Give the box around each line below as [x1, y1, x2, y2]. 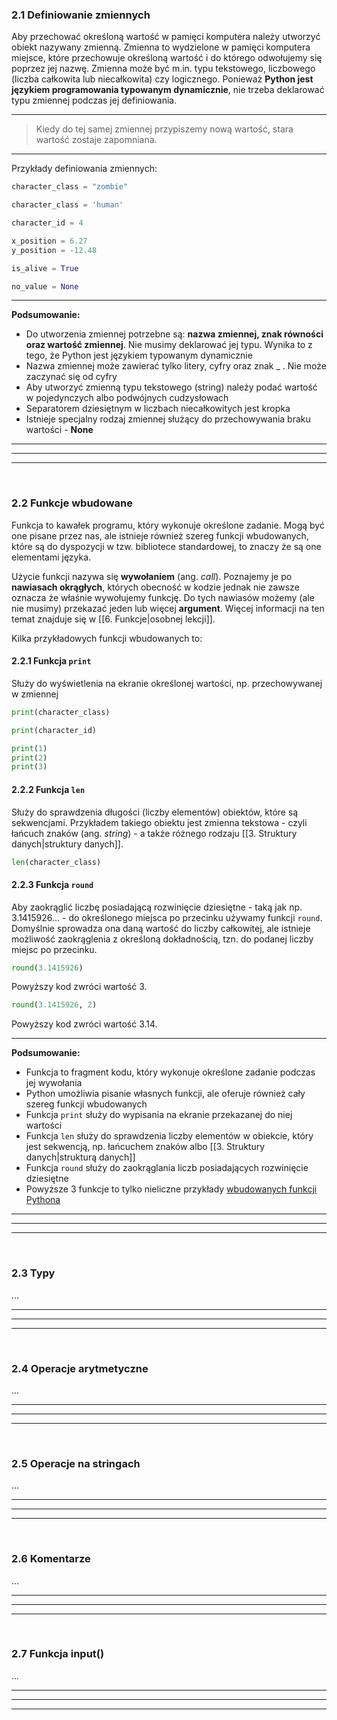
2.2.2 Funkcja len [11, 783, 86, 795]
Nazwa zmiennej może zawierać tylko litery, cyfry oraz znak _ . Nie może [25, 360, 327, 372]
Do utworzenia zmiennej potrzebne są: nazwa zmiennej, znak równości [25, 328, 324, 340]
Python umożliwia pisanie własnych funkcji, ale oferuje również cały [25, 1088, 306, 1100]
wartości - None [25, 424, 94, 436]
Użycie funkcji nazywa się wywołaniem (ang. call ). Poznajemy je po [11, 570, 293, 582]
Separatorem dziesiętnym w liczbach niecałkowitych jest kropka [25, 403, 291, 415]
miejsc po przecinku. [11, 943, 98, 955]
